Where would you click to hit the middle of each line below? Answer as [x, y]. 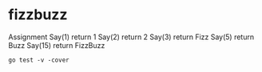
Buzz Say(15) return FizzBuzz [57, 45]
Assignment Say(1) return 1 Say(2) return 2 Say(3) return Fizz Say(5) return [131, 37]
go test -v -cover [39, 60]
